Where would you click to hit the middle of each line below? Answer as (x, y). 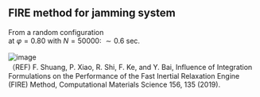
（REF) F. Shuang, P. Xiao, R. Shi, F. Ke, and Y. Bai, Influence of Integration (130, 67)
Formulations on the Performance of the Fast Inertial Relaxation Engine (124, 76)
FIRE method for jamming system (92, 13)
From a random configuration (56, 32)
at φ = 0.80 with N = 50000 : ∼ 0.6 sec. (74, 41)
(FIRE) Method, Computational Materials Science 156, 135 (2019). (114, 84)
